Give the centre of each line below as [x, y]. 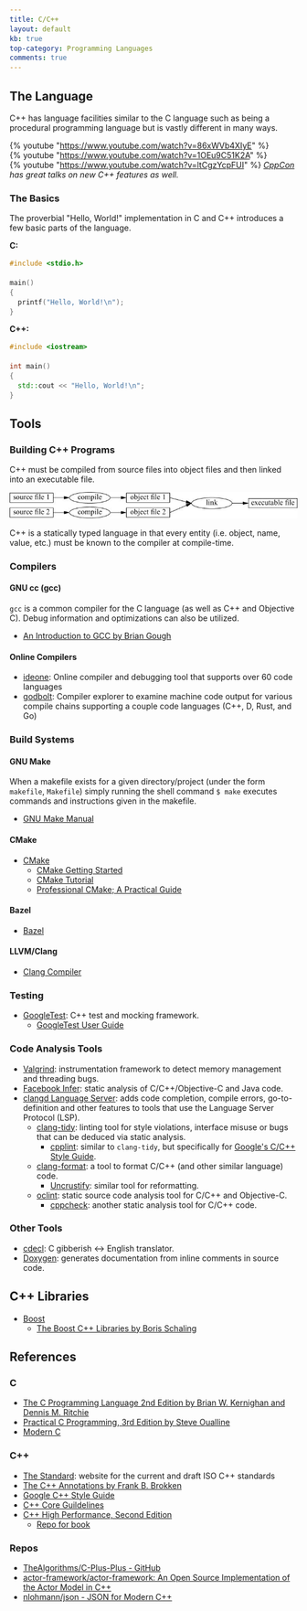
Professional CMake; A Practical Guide [109, 889]
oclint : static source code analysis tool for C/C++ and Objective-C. [162, 1195]
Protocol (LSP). [51, 1117]
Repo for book [63, 1524]
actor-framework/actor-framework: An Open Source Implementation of [156, 1577]
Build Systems [42, 740]
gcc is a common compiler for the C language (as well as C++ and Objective [152, 608]
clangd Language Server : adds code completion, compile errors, [144, 1098]
